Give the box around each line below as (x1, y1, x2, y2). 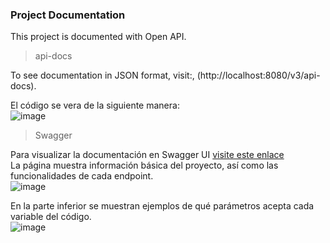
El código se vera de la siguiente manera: (10, 99, 180, 112)
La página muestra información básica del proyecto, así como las (10, 159, 279, 172)
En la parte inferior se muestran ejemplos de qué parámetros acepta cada (10, 200, 315, 212)
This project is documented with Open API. (10, 31, 187, 43)
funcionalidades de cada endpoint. (10, 170, 154, 182)
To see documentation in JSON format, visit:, (10, 69, 195, 82)
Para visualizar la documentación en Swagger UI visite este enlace (10, 149, 285, 161)
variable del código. (10, 211, 92, 223)
